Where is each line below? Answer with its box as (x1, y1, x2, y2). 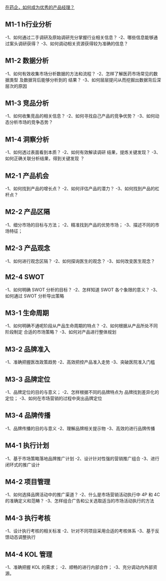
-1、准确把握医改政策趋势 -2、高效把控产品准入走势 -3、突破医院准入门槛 (5, 359, 155, 365)
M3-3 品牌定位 (5, 375, 51, 383)
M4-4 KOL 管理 (5, 550, 53, 559)
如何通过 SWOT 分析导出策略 (5, 292, 64, 299)
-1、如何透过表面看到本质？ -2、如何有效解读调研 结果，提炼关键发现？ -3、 (5, 149, 161, 155)
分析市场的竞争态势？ (9, 119, 53, 125)
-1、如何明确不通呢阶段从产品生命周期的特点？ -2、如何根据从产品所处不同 (5, 323, 158, 329)
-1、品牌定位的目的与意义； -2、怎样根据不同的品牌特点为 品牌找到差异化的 (5, 389, 160, 395)
